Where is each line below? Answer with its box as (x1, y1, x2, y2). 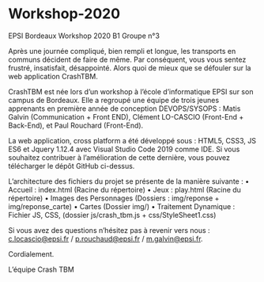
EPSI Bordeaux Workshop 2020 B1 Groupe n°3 (8, 31, 160, 40)
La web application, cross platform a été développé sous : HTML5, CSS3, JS (8, 135, 257, 145)
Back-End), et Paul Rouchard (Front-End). (8, 120, 144, 130)
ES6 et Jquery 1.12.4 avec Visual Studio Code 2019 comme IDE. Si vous (8, 144, 240, 154)
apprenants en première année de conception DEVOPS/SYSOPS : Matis (8, 104, 241, 113)
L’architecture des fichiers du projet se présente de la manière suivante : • (8, 176, 250, 186)
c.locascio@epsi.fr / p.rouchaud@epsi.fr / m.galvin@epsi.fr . (8, 234, 203, 243)
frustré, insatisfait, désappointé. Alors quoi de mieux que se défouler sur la (8, 63, 251, 72)
